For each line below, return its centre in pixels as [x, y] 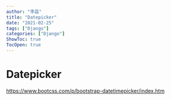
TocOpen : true [24, 45]
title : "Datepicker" [32, 17]
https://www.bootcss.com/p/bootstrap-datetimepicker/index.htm [85, 90]
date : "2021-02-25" [30, 23]
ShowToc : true [24, 39]
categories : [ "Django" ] [36, 34]
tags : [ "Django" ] [28, 28]
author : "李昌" [24, 12]
